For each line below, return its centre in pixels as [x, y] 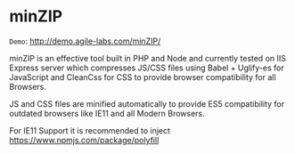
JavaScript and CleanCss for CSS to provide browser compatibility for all [143, 77]
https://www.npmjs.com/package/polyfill [84, 140]
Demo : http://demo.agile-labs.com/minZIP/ [85, 41]
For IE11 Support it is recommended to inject [90, 130]
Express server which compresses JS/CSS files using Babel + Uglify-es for [147, 68]
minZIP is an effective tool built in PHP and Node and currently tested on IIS [148, 58]
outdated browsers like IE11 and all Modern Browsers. [107, 113]
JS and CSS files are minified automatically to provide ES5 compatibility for [147, 103]
